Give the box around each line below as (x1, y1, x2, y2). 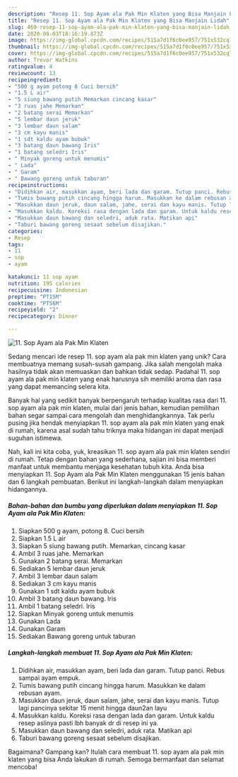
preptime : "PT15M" (8, 293, 62, 300)
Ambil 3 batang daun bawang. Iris (18, 594, 117, 603)
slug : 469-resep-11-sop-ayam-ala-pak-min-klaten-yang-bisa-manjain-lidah (8, 23, 230, 30)
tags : (8, 241, 24, 248)
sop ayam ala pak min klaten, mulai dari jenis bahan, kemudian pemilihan (8, 404, 220, 412)
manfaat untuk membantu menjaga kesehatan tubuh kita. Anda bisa (8, 463, 205, 471)
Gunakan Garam (18, 624, 66, 633)
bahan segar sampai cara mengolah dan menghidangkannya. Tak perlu (8, 412, 215, 419)
